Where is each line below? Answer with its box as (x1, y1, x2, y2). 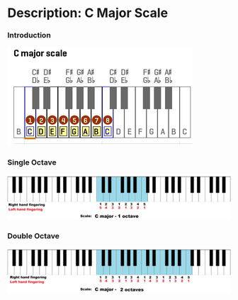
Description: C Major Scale (7, 5, 169, 21)
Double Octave (7, 230, 60, 240)
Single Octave (7, 157, 57, 167)
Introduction (7, 30, 51, 40)
